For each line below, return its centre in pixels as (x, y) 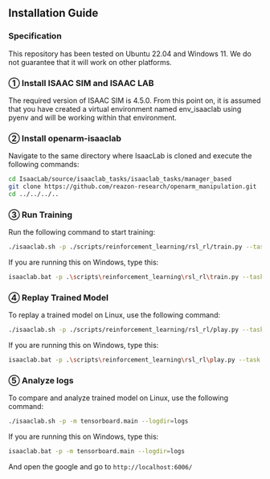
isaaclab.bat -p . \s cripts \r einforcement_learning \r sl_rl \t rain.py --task (136, 277)
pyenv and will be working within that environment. (92, 117)
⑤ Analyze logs (41, 380)
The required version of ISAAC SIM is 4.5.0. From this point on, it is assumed (135, 100)
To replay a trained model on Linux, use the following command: (115, 315)
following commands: (44, 165)
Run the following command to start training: (82, 232)
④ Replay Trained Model (58, 297)
